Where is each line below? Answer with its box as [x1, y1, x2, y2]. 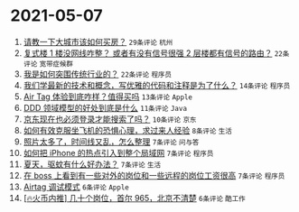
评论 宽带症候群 [23, 60, 73, 69]
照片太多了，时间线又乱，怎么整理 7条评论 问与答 [23, 136, 200, 147]
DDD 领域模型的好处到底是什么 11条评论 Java [23, 102, 188, 113]
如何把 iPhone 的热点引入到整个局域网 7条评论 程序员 [23, 147, 214, 158]
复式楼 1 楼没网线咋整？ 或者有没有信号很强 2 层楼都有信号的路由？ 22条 [23, 47, 290, 59]
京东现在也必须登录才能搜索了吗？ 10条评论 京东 [23, 114, 197, 124]
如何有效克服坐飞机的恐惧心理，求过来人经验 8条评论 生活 [23, 124, 233, 135]
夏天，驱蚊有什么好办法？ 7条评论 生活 [23, 159, 162, 170]
